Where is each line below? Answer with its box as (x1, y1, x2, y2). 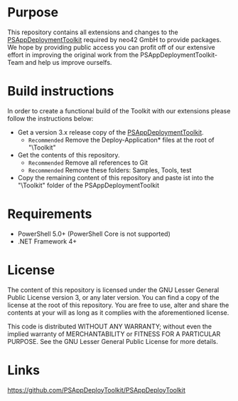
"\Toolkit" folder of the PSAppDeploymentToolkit (17, 181, 160, 189)
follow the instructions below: (7, 114, 94, 123)
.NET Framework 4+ (17, 236, 77, 246)
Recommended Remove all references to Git (28, 158, 148, 167)
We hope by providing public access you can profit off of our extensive (7, 43, 215, 51)
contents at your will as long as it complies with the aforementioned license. (7, 308, 229, 317)
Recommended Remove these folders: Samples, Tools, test (28, 165, 192, 175)
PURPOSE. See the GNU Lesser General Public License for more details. (7, 337, 219, 345)
